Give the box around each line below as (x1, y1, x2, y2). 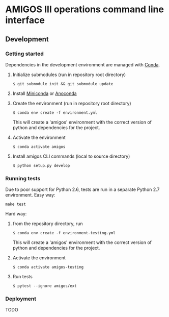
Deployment (5, 295, 37, 302)
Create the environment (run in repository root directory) (12, 100, 131, 106)
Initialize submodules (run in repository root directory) (12, 71, 126, 78)
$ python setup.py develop (12, 163, 70, 168)
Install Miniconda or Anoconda (12, 90, 77, 96)
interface (5, 14, 45, 26)
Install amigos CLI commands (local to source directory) (12, 153, 130, 159)
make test (5, 202, 26, 207)
